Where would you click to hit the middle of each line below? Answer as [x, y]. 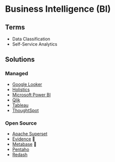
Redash [20, 154]
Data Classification [31, 39]
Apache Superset [30, 134]
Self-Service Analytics [35, 44]
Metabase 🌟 [24, 144]
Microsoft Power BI [31, 95]
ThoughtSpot [25, 110]
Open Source [21, 123]
